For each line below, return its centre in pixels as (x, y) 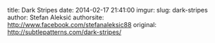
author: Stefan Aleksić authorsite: (56, 17)
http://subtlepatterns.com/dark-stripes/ (64, 32)
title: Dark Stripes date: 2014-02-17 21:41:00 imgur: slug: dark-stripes (107, 10)
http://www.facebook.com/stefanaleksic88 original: (82, 25)
